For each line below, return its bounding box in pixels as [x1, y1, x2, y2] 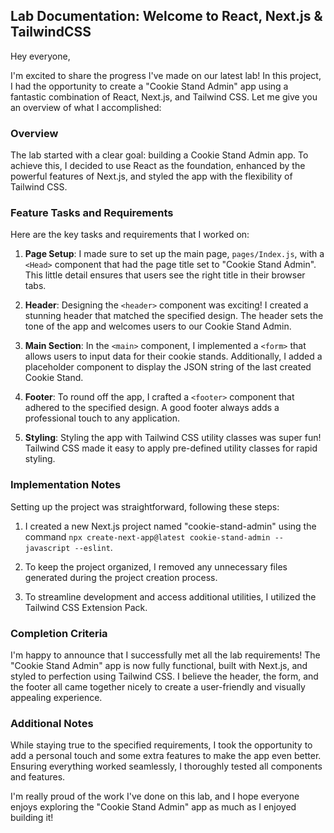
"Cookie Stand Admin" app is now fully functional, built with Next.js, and [10, 660, 308, 671]
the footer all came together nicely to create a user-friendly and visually [10, 681, 306, 693]
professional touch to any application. [24, 412, 181, 424]
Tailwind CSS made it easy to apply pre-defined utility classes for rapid [24, 442, 318, 454]
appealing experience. [10, 692, 103, 703]
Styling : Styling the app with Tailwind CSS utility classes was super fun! [24, 432, 322, 444]
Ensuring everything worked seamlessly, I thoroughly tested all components [10, 760, 323, 773]
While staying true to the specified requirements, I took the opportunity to [10, 739, 313, 751]
